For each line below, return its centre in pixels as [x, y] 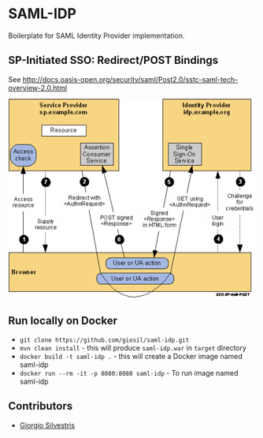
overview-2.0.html [38, 88]
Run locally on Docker [63, 320]
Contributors [41, 406]
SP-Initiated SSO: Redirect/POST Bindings [113, 60]
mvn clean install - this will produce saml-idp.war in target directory [133, 348]
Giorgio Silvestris [47, 425]
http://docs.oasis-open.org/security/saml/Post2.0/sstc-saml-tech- [130, 79]
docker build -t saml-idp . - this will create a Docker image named [131, 357]
